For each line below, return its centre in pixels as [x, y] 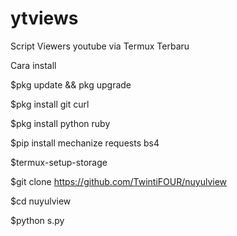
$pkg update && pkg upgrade [71, 84]
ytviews [44, 18]
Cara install [33, 65]
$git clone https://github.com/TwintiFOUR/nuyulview [119, 181]
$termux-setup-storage [59, 162]
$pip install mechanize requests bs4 [85, 143]
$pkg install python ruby [60, 123]
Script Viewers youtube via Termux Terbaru [100, 46]
